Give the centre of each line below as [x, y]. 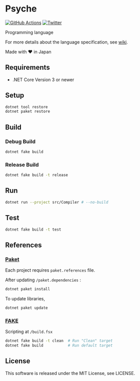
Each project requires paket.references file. [50, 270]
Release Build [22, 164]
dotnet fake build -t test [33, 229]
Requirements [27, 67]
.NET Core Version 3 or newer [43, 79]
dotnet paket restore [28, 112]
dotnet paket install [28, 289]
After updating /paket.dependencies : [43, 280]
